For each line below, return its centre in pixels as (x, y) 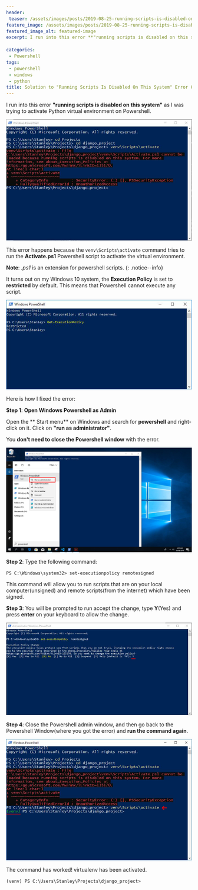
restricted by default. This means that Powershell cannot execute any (91, 285)
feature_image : (25, 25)
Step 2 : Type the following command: (52, 562)
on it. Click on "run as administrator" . (65, 428)
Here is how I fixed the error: (41, 399)
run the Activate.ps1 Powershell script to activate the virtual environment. (96, 256)
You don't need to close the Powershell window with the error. (83, 440)
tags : (13, 62)
